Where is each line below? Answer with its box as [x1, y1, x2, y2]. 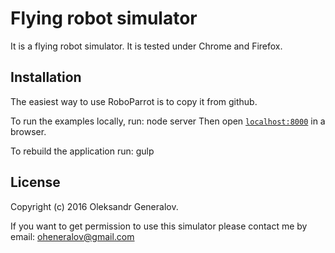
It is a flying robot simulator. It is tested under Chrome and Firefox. [10, 40, 283, 52]
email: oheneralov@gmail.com [10, 230, 135, 242]
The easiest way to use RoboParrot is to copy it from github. [10, 95, 258, 107]
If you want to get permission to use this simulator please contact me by [10, 220, 308, 232]
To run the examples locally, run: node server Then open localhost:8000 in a [10, 115, 326, 127]
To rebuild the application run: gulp [10, 145, 155, 157]
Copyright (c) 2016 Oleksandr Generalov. [10, 200, 179, 212]
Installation [10, 69, 82, 86]
